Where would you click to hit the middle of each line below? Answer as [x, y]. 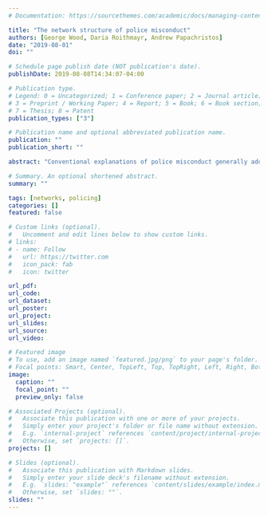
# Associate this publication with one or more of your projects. [124, 419]
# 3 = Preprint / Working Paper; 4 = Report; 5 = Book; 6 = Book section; [135, 103]
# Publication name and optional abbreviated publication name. [117, 132]
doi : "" [21, 53]
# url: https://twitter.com [59, 257]
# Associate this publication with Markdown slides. [101, 470]
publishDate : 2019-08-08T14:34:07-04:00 [77, 74]
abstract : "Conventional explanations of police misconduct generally [128, 162]
